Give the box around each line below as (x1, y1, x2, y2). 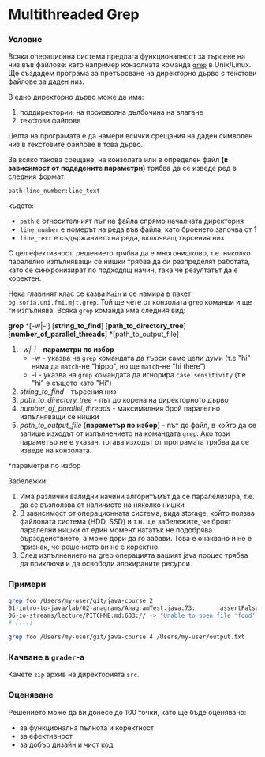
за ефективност (19, 731, 73, 740)
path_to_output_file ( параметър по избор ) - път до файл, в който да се (19, 421, 257, 430)
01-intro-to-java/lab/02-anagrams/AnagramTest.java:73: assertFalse (8, 604, 259, 612)
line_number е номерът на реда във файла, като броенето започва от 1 (19, 225, 257, 234)
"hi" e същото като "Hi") (31, 378, 112, 388)
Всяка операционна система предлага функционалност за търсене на (8, 51, 246, 61)
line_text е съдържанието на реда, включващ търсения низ (19, 233, 225, 243)
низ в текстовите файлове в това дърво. (8, 140, 144, 150)
